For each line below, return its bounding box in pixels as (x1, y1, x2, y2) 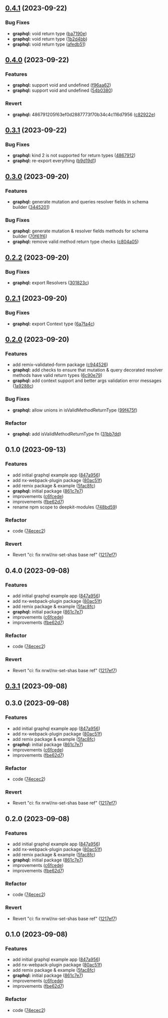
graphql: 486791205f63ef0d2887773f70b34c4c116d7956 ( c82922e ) (12, 111, 155, 117)
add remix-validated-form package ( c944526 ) (12, 361, 108, 368)
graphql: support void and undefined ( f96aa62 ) (12, 82, 111, 88)
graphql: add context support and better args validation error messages (12, 377, 162, 384)
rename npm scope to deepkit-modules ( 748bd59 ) (12, 504, 117, 510)
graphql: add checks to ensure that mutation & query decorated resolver (12, 367, 163, 373)
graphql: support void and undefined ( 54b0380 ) (12, 87, 113, 93)
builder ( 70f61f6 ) (12, 233, 48, 239)
